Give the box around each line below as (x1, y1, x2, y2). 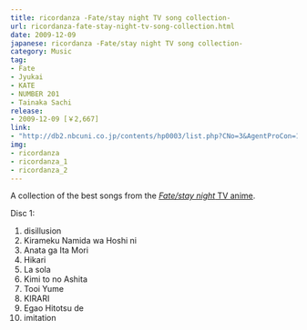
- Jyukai (10, 73, 44, 82)
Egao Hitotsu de (23, 303, 85, 314)
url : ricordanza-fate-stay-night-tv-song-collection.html (10, 22, 235, 31)
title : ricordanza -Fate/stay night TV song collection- (10, 13, 231, 23)
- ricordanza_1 (10, 156, 68, 166)
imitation (23, 313, 56, 324)
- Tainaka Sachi (10, 97, 72, 107)
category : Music (10, 47, 72, 56)
